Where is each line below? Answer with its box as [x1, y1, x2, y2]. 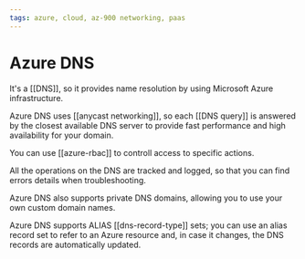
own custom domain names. [9, 202, 116, 212]
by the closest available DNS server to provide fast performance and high [9, 119, 286, 130]
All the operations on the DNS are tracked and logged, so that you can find [9, 165, 290, 176]
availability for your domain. [9, 129, 114, 140]
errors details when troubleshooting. [9, 174, 146, 185]
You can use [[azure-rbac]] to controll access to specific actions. [9, 147, 255, 158]
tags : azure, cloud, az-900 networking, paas [9, 13, 185, 23]
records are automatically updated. [9, 239, 142, 250]
